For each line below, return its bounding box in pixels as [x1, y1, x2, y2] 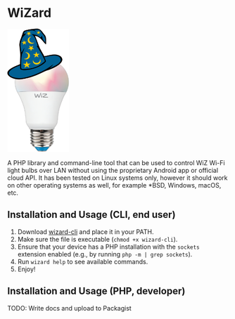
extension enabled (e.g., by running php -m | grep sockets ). [17, 249, 193, 258]
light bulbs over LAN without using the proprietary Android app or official [7, 166, 219, 174]
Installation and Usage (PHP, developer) [7, 285, 186, 297]
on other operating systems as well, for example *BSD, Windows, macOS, [7, 181, 222, 189]
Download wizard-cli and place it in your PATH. [17, 227, 154, 236]
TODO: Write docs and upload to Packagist [7, 304, 132, 312]
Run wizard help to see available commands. [17, 257, 148, 266]
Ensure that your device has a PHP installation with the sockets [17, 242, 200, 251]
